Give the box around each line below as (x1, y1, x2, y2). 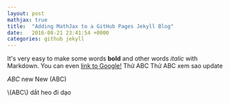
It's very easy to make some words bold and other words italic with (7, 54, 198, 62)
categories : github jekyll (7, 36, 85, 43)
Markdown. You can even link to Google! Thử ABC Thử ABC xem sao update (7, 62, 223, 70)
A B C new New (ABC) (7, 75, 67, 83)
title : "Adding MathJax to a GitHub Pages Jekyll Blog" (7, 23, 174, 30)
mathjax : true (7, 16, 48, 23)
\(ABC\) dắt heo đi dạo (7, 89, 72, 97)
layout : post (7, 10, 45, 17)
